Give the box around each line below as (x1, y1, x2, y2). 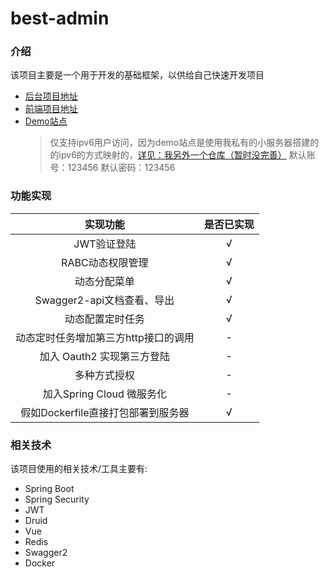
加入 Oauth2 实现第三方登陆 (39, 349, 171, 363)
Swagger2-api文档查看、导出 (34, 293, 175, 307)
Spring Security (24, 493, 90, 506)
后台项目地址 (24, 90, 78, 102)
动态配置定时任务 (64, 312, 145, 326)
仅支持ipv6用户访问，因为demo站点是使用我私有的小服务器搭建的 (49, 137, 320, 149)
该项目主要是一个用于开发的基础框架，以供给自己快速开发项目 (10, 69, 265, 81)
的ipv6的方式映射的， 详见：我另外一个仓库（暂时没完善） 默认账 (49, 149, 316, 161)
